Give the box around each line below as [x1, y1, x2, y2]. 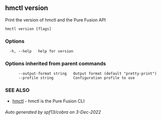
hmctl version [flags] [5, 26, 52, 31]
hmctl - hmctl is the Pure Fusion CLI [12, 98, 85, 104]
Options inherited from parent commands [5, 60, 107, 67]
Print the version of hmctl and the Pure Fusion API [5, 17, 106, 23]
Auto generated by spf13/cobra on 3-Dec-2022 [5, 109, 101, 115]
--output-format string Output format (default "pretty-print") [18, 71, 157, 76]
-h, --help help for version [9, 49, 74, 54]
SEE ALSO [5, 87, 30, 94]
